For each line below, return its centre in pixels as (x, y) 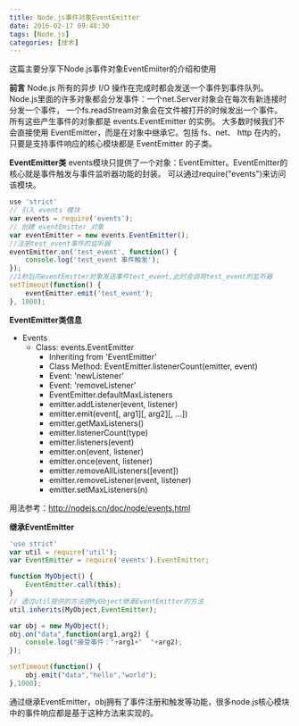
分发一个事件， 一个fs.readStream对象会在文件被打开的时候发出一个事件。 (146, 110)
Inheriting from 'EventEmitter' (103, 356)
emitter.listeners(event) (91, 442)
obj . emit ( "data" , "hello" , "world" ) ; (91, 675)
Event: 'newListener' (87, 375)
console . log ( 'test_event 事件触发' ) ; (93, 260)
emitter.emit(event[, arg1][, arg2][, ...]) (118, 413)
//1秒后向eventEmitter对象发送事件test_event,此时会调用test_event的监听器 (141, 277)
